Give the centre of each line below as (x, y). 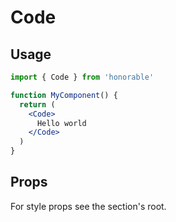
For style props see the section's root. (88, 206)
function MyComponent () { (64, 95)
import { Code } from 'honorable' (82, 77)
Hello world (61, 123)
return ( (37, 104)
